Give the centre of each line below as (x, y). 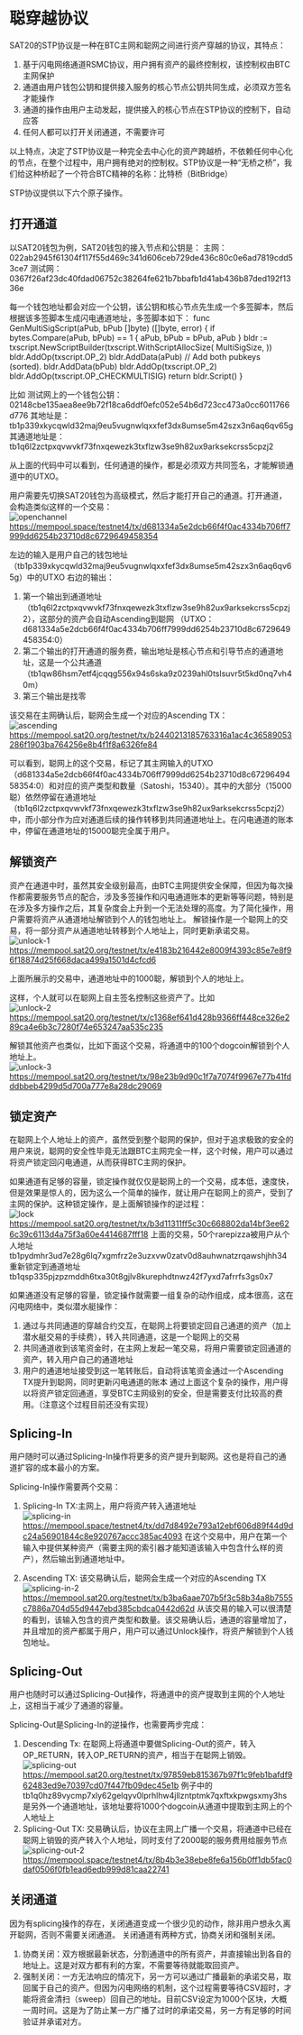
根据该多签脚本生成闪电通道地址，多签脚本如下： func (110, 317)
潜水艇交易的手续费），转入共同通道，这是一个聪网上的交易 (131, 1337)
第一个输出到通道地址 (62, 596)
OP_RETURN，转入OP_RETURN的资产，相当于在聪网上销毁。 (136, 1755)
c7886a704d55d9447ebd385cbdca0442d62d (109, 1609)
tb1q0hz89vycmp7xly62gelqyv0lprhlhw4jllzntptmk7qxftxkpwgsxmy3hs (155, 1796)
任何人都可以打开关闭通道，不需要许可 (93, 132)
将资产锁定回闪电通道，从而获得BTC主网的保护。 (100, 1162)
